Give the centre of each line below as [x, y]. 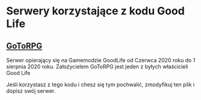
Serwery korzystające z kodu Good [95, 11]
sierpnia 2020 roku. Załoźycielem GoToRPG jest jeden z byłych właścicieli [97, 66]
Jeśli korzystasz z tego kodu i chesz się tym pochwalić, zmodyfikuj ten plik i [100, 84]
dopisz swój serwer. [31, 91]
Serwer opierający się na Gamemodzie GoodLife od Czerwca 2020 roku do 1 [101, 60]
